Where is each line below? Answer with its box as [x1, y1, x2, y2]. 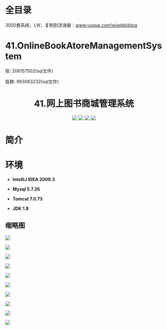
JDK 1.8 [12, 205, 29, 211]
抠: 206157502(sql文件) [5, 68, 53, 74]
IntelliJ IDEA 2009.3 [12, 176, 55, 182]
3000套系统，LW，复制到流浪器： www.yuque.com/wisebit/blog [5, 22, 137, 28]
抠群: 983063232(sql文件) [5, 78, 59, 84]
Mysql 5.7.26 [12, 186, 40, 192]
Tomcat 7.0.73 [12, 196, 43, 202]
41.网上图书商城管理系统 [34, 98, 134, 109]
